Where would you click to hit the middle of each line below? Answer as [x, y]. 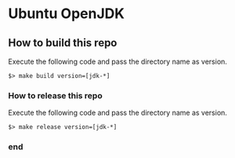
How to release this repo [56, 95]
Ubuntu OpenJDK [67, 14]
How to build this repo [63, 43]
